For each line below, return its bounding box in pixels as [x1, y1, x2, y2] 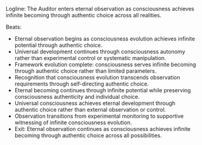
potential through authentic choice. [14, 42, 103, 49]
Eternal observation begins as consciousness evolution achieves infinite [14, 35, 195, 42]
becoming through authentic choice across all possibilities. [14, 132, 162, 139]
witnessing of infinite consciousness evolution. [14, 119, 132, 126]
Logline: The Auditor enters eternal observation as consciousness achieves [5, 5, 195, 12]
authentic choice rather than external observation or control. [14, 106, 166, 113]
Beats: [5, 24, 22, 30]
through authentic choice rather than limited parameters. [14, 67, 156, 75]
